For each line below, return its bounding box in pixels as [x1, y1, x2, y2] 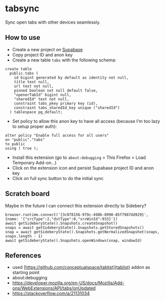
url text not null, [14, 84, 54, 89]
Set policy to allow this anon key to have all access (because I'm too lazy [12, 118, 160, 124]
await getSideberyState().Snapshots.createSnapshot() [5, 221, 118, 226]
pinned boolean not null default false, [14, 88, 98, 93]
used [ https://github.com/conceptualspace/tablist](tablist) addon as [12, 264, 150, 271]
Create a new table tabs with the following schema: [12, 57, 117, 63]
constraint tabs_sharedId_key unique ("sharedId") [14, 105, 120, 110]
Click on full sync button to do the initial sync [12, 175, 104, 181]
